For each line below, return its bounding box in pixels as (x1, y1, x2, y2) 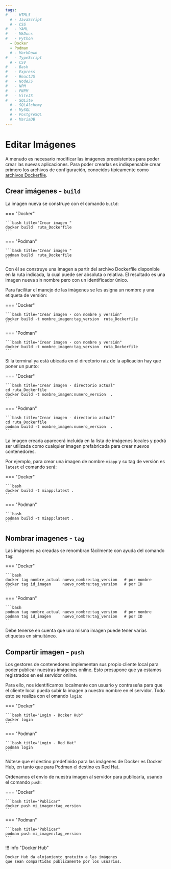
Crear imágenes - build (5, 187, 81, 196)
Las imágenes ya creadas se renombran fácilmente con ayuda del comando (5, 547, 165, 554)
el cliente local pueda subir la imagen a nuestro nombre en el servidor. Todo (5, 688, 165, 694)
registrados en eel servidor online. (5, 672, 78, 678)
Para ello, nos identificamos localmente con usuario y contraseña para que (5, 682, 163, 688)
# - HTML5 (5, 12, 31, 17)
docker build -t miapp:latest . (5, 488, 74, 493)
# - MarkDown (10, 50, 38, 55)
